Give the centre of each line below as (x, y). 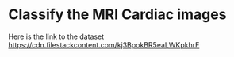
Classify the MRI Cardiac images (117, 15)
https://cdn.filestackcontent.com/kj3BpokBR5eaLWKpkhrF (104, 44)
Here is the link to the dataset (56, 36)
